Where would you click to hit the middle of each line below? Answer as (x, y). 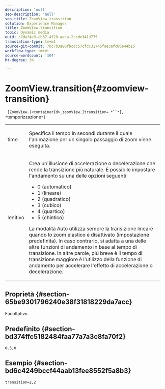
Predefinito (23, 329)
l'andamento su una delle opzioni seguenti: (78, 176)
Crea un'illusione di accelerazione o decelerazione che (92, 164)
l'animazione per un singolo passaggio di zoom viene (90, 140)
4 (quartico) (51, 211)
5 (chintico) (51, 218)
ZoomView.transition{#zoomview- (77, 89)
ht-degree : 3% (20, 60)
